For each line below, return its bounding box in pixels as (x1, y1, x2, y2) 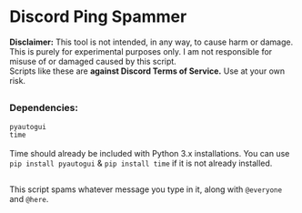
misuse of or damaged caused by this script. (9, 56, 177, 66)
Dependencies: (9, 102, 79, 115)
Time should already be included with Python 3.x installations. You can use (9, 147, 290, 158)
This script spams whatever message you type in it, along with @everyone (9, 184, 283, 195)
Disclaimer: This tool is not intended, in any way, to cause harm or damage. (9, 36, 294, 47)
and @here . (9, 194, 49, 205)
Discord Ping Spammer (9, 6, 187, 27)
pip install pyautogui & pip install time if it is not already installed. (9, 157, 273, 168)
